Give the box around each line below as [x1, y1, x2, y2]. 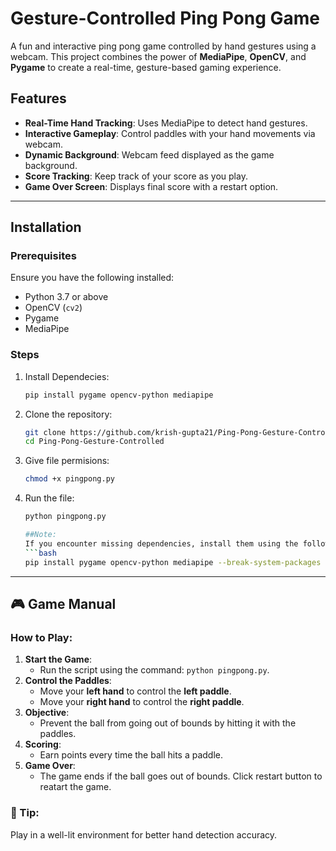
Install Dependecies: [24, 370, 110, 382]
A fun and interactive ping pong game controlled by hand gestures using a [10, 40, 317, 52]
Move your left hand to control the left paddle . [39, 685, 232, 697]
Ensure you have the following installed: [10, 272, 175, 284]
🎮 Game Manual [10, 596, 117, 612]
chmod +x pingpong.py [24, 474, 115, 484]
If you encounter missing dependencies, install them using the [24, 538, 299, 549]
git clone [24, 427, 67, 437]
